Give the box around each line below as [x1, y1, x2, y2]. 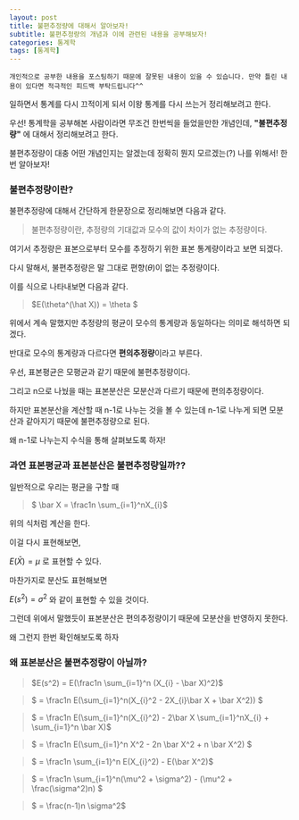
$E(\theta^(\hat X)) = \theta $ [30, 299, 138, 310]
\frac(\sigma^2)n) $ [30, 782, 104, 793]
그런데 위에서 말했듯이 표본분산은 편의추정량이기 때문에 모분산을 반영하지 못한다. [9, 613, 288, 623]
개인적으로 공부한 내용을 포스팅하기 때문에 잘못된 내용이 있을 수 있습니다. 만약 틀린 [9, 72, 278, 81]
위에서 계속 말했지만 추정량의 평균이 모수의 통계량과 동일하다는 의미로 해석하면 [9, 318, 281, 329]
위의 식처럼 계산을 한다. [9, 517, 91, 528]
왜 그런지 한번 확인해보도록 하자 [9, 632, 120, 643]
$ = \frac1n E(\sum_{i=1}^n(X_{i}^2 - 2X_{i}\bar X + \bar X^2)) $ [30, 694, 263, 706]
